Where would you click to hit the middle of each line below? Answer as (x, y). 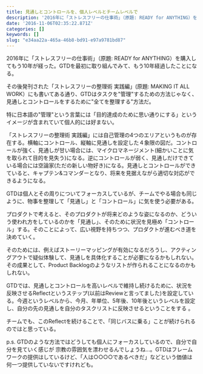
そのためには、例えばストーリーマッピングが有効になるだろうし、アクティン (101, 250)
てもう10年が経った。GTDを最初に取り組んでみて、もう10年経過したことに (99, 66)
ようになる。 (33, 181)
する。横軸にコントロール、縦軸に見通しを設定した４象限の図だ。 (94, 143)
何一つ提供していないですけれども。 (52, 365)
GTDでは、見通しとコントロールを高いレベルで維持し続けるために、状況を (99, 286)
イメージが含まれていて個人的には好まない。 (62, 122)
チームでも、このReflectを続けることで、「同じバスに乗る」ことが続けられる (101, 321)
